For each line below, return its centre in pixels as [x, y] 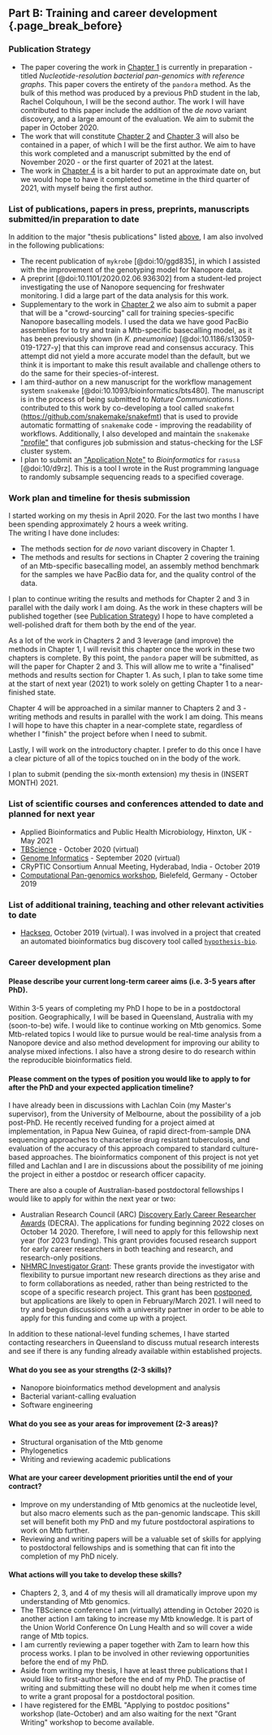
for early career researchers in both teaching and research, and [127, 1249]
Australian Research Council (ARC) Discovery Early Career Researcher [138, 1215]
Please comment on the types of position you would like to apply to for [130, 1078]
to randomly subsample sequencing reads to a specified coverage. [132, 477]
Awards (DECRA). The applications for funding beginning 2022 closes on [142, 1223]
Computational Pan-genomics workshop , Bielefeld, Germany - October [139, 875]
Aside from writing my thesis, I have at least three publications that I [134, 1671]
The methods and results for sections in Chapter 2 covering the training [140, 557]
